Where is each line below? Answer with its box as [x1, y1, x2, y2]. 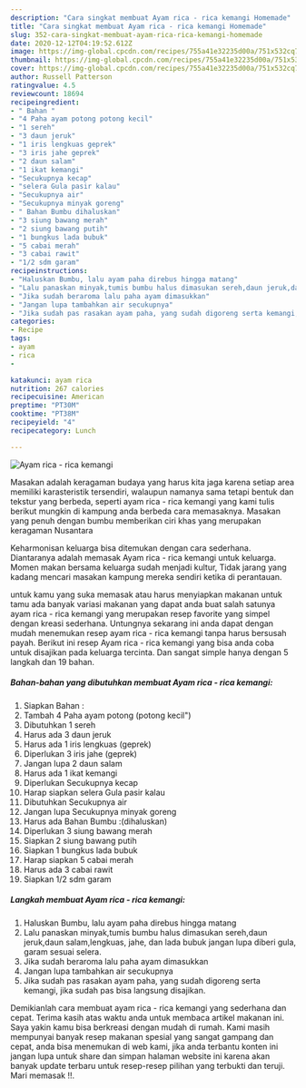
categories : [10, 317, 55, 327]
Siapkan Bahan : [23, 700, 84, 711]
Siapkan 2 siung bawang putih [23, 835, 137, 846]
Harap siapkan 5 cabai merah [23, 854, 134, 865]
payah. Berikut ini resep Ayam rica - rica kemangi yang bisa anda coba [10, 637, 275, 648]
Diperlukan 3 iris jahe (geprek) [23, 748, 137, 759]
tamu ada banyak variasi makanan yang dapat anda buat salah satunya [10, 598, 276, 609]
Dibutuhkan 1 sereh [23, 719, 96, 730]
